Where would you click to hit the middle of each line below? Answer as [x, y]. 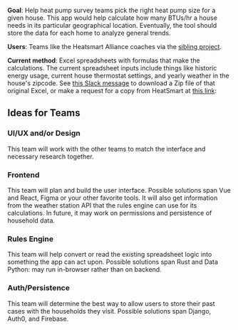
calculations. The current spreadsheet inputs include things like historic [112, 68]
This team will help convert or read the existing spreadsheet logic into [110, 255]
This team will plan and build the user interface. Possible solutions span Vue [119, 190]
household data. [31, 220]
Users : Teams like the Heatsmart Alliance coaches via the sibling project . [115, 47]
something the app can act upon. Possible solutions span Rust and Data [113, 262]
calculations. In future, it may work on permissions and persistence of [110, 213]
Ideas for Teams [44, 113]
